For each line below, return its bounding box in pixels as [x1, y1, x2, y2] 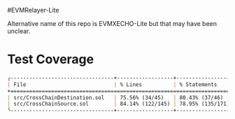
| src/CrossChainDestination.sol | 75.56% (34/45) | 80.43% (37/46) [7, 94, 224, 101]
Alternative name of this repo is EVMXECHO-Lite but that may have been [7, 20, 217, 27]
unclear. [7, 27, 31, 35]
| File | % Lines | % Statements [7, 80, 218, 88]
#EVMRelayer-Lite [7, 6, 59, 14]
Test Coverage [7, 52, 94, 67]
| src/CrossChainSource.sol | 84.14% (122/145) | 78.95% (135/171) [7, 101, 230, 108]
